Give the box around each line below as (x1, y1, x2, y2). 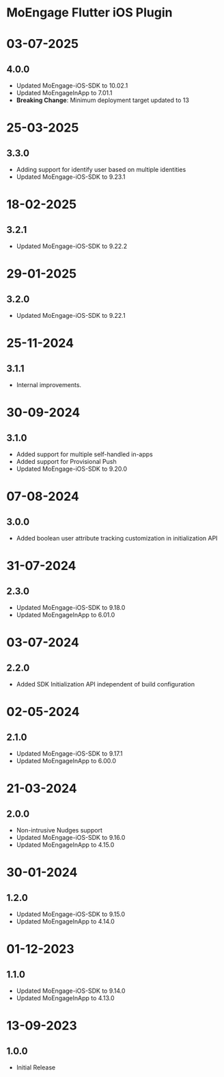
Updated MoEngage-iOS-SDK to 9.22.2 (16, 242, 128, 251)
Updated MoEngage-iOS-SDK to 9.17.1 (16, 750, 123, 758)
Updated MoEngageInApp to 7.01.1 (16, 89, 113, 97)
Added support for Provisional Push (16, 458, 117, 466)
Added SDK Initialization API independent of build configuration (16, 680, 195, 689)
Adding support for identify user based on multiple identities (16, 166, 186, 174)
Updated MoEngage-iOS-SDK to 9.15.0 (16, 910, 126, 919)
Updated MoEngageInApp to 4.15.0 (16, 841, 115, 849)
